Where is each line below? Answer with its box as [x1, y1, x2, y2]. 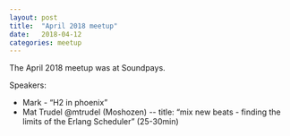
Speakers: [9, 80, 47, 90]
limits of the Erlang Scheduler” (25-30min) [21, 116, 179, 127]
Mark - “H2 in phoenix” [21, 98, 108, 108]
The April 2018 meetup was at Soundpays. [9, 63, 166, 73]
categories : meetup [9, 38, 82, 47]
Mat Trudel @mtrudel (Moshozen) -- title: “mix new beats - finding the [21, 106, 282, 117]
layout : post [9, 13, 58, 22]
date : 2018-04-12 [9, 30, 82, 38]
